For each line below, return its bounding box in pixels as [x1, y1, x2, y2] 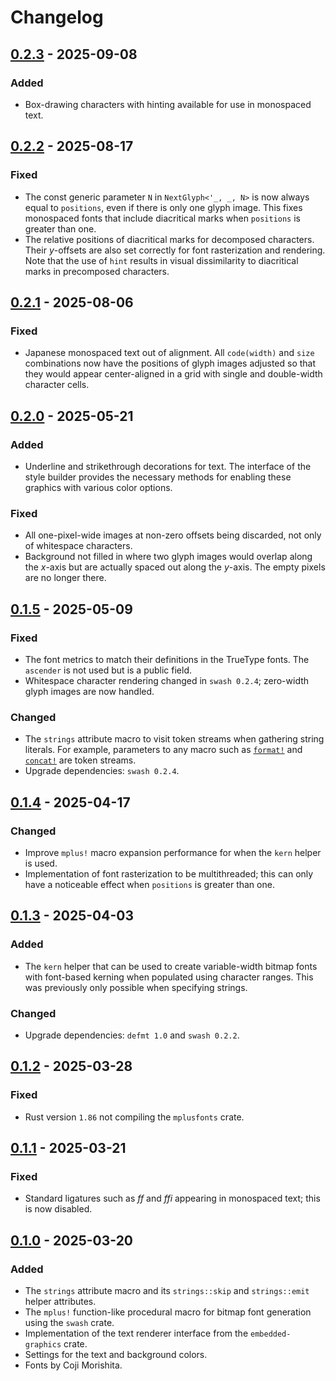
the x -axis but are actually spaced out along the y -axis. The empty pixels [24, 561, 326, 573]
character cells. [24, 379, 90, 391]
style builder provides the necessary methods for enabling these [24, 471, 292, 483]
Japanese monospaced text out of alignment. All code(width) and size [24, 347, 315, 359]
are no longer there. [24, 572, 107, 584]
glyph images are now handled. [24, 685, 155, 697]
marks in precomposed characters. [24, 265, 170, 277]
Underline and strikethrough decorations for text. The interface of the [24, 460, 312, 472]
